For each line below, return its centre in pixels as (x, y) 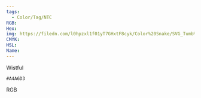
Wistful (15, 68)
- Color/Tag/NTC (32, 17)
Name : (13, 51)
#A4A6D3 (16, 78)
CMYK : (13, 39)
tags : (13, 12)
